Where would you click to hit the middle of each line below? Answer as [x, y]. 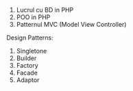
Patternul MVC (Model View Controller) [71, 24]
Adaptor [28, 80]
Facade [27, 73]
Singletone [32, 51]
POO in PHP [33, 17]
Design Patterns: [30, 38]
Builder [26, 58]
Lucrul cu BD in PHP [45, 10]
